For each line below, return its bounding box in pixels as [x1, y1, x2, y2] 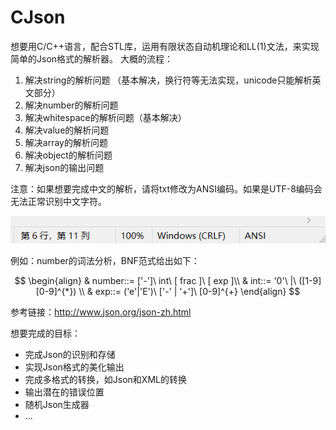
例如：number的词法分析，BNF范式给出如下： [10, 254, 200, 266]
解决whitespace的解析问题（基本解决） [24, 111, 187, 123]
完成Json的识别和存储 [24, 348, 116, 360]
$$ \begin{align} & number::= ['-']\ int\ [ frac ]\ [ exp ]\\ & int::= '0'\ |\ [14, 274, 297, 286]
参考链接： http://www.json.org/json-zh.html [10, 306, 192, 318]
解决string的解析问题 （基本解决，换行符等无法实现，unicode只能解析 [24, 74, 313, 86]
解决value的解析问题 [24, 124, 110, 136]
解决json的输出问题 [24, 161, 105, 173]
